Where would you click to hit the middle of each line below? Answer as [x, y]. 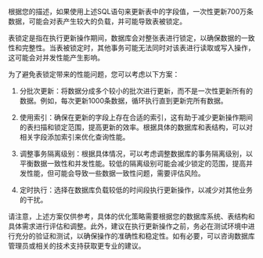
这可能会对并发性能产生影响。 [56, 58]
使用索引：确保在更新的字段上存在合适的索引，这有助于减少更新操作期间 [136, 117]
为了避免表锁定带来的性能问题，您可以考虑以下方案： [94, 74]
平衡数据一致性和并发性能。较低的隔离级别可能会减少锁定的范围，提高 [133, 164]
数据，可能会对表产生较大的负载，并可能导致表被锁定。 [97, 21]
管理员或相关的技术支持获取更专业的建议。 [77, 246]
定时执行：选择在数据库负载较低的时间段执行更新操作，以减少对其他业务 [136, 190]
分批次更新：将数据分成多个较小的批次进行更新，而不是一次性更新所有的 [136, 91]
